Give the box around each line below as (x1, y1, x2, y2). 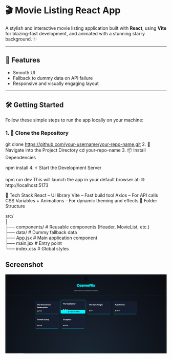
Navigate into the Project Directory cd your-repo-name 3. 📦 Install (5, 147, 146, 153)
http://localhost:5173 (5, 182, 49, 188)
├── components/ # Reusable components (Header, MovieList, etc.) (5, 224, 150, 230)
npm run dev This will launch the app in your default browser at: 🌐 (5, 176, 145, 182)
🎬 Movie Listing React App (5, 5, 121, 16)
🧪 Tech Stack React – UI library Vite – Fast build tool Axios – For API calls (5, 192, 158, 198)
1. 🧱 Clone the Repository (5, 130, 69, 137)
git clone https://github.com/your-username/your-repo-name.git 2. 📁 (5, 141, 150, 147)
